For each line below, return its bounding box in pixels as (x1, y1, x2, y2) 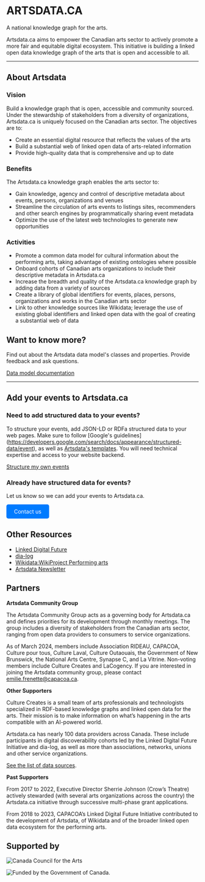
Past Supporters (6, 773, 49, 781)
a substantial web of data (15, 317, 79, 325)
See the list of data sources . (6, 761, 77, 769)
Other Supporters (6, 687, 52, 694)
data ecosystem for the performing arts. (6, 823, 107, 831)
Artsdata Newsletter (15, 565, 66, 573)
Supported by (6, 841, 60, 851)
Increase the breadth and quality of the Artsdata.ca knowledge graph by (15, 278, 197, 285)
